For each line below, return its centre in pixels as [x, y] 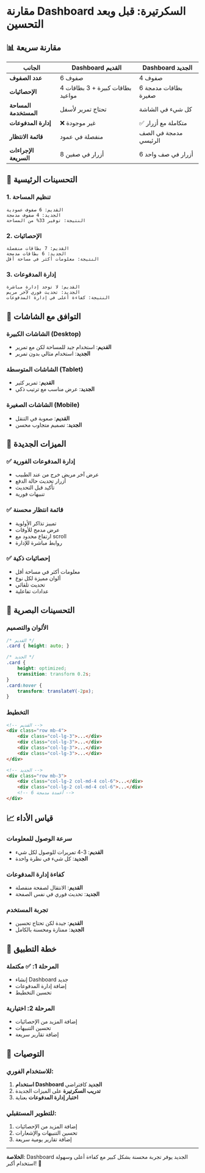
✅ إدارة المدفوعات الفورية [41, 461]
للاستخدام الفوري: [30, 1071]
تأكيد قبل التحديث [35, 488]
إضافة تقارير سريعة [37, 1034]
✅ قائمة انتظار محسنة [35, 510]
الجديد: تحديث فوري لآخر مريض [43, 292]
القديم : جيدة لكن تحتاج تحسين [49, 923]
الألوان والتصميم [27, 628]
